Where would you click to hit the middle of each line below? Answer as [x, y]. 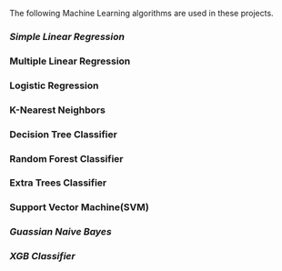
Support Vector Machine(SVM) [80, 207]
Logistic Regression [54, 85]
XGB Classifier [42, 256]
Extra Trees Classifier [58, 183]
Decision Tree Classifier [64, 134]
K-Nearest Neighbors [58, 110]
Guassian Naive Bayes [60, 232]
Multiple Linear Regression [70, 61]
